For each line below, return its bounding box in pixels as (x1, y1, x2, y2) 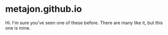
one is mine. (5, 25, 31, 31)
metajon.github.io (5, 3, 82, 15)
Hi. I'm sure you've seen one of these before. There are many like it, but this (5, 20, 163, 26)
